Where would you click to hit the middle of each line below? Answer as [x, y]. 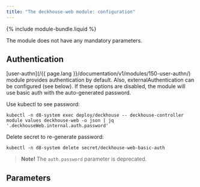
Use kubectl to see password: [43, 104]
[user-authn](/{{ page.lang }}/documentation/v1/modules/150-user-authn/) [98, 74]
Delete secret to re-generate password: [55, 137]
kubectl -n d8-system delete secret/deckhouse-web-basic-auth [86, 148]
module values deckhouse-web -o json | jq [60, 120]
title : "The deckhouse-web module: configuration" [71, 12]
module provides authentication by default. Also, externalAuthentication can [100, 80]
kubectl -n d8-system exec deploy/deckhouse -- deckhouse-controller [95, 115]
